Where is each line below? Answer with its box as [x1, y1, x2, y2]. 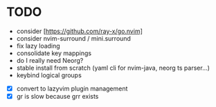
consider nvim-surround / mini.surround [16, 34, 131, 42]
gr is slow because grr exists [16, 93, 99, 100]
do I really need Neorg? [16, 56, 84, 64]
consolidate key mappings [16, 49, 91, 57]
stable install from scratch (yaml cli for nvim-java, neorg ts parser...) [16, 64, 210, 72]
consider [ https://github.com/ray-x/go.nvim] [16, 27, 143, 35]
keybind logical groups [16, 70, 82, 79]
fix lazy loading [16, 41, 60, 50]
